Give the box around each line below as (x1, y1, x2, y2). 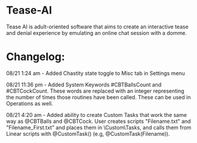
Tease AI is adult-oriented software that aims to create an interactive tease (6, 23, 189, 30)
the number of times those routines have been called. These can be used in (6, 93, 191, 100)
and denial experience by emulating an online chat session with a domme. (6, 29, 187, 36)
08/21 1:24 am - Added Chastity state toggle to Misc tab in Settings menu (6, 69, 185, 77)
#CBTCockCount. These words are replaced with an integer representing (6, 87, 185, 95)
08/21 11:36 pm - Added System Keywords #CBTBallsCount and (6, 81, 162, 88)
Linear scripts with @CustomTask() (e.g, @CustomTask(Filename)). (6, 130, 170, 137)
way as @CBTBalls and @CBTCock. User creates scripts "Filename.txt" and (6, 118, 191, 125)
